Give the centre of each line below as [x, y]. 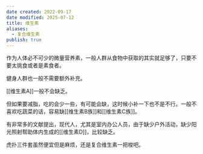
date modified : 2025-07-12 [40, 18]
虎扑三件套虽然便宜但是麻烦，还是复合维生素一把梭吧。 [75, 145]
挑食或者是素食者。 [40, 65]
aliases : [17, 29]
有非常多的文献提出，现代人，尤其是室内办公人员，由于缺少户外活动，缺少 [99, 124]
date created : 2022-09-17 [39, 12]
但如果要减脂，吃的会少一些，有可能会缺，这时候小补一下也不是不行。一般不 [101, 104]
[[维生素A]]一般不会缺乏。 [39, 91]
